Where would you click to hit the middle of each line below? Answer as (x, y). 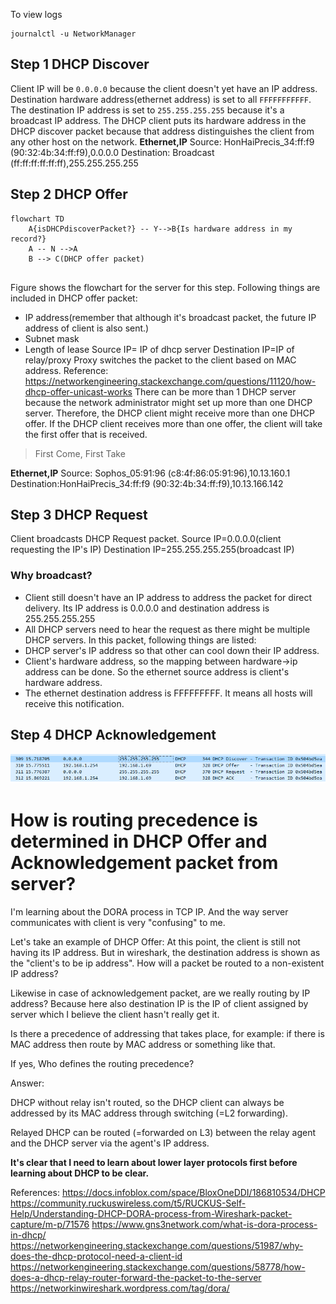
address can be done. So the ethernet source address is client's (157, 671)
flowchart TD (37, 219)
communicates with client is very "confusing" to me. (118, 923)
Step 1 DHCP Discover (80, 64)
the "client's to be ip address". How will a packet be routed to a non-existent (167, 963)
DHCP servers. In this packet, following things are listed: (140, 640)
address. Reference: (66, 370)
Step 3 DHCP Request (79, 515)
